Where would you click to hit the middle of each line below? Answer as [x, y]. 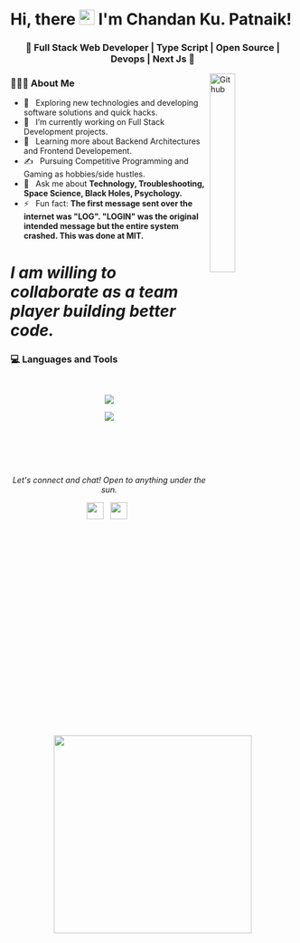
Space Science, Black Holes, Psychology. [103, 194]
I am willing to [63, 272]
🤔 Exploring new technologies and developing [111, 103]
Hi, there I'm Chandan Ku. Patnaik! [151, 19]
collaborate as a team [94, 292]
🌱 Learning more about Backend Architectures [112, 141]
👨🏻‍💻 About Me [42, 83]
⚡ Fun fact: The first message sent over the [108, 204]
